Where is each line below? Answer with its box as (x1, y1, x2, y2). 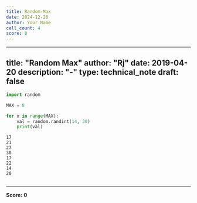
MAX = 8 (6, 102, 25, 108)
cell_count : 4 (6, 25, 41, 31)
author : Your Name (6, 19, 51, 25)
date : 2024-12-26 (6, 14, 49, 20)
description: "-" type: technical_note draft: (18, 67, 179, 77)
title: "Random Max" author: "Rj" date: (6, 58, 151, 68)
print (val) (16, 124, 43, 130)
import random (6, 92, 41, 98)
